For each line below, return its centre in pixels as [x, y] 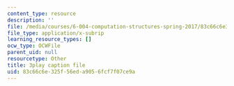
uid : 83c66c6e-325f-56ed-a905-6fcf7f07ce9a [71, 71]
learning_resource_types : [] [49, 40]
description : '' [31, 20]
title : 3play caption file [46, 65]
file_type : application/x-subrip [56, 33]
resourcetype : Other [37, 59]
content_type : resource [42, 14]
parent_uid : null [32, 53]
